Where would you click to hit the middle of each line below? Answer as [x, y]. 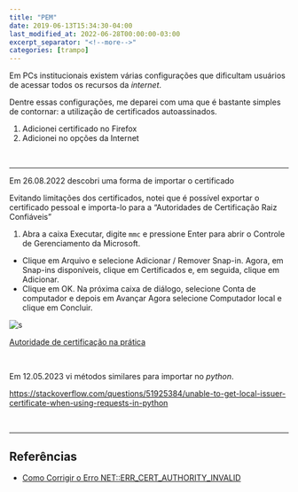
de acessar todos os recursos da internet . [86, 85]
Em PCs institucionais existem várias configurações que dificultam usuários [147, 75]
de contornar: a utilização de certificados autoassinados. [113, 112]
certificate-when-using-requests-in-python [89, 403]
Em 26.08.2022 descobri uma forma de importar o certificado [122, 181]
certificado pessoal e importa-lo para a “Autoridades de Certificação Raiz [143, 207]
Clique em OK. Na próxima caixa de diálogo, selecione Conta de [139, 289]
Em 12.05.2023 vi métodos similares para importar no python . [122, 377]
